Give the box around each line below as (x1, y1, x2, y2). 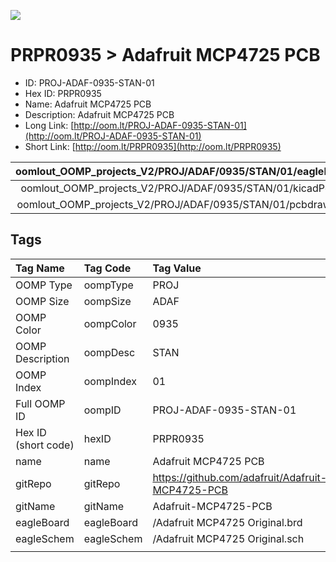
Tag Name (15, 261, 65, 275)
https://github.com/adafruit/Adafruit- (152, 470, 328, 484)
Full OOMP (15, 396, 66, 410)
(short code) (15, 438, 75, 452)
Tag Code (83, 261, 132, 275)
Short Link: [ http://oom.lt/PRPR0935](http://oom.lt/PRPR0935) (24, 140, 282, 152)
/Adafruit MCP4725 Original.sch (152, 531, 305, 545)
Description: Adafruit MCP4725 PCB (24, 108, 175, 120)
